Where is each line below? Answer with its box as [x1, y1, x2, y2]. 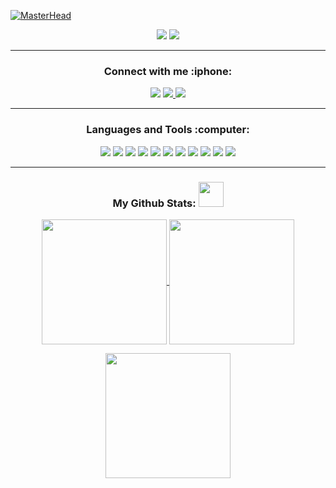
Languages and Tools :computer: [86, 123, 250, 137]
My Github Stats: [112, 196, 197, 210]
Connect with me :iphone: [103, 64, 233, 78]
